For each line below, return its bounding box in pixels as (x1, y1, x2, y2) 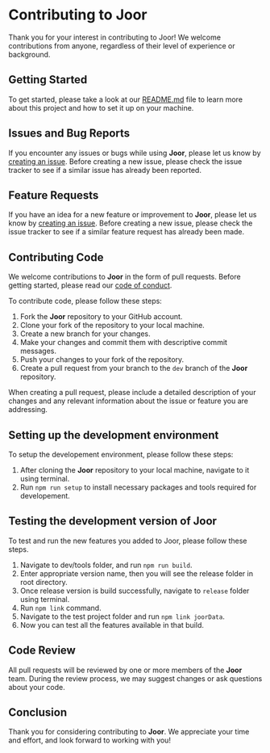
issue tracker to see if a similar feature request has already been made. (8, 227, 245, 237)
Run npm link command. (19, 603, 102, 612)
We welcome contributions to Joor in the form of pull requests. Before (8, 272, 241, 282)
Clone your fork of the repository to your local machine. (19, 321, 206, 330)
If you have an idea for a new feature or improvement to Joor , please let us (8, 210, 257, 220)
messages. (19, 346, 57, 356)
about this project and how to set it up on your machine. (8, 103, 194, 112)
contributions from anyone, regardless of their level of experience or (8, 40, 235, 50)
